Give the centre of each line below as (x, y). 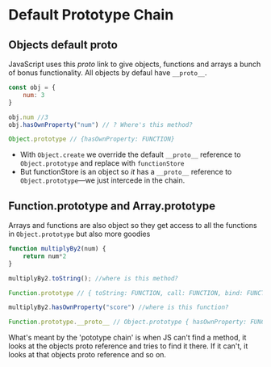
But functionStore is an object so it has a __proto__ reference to (126, 172)
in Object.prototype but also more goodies (79, 234)
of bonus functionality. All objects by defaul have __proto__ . (108, 73)
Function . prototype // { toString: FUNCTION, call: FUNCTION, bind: (126, 293)
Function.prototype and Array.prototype (112, 206)
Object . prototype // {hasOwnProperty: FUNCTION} (92, 139)
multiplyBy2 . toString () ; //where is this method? (94, 278)
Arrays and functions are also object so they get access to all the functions (133, 226)
